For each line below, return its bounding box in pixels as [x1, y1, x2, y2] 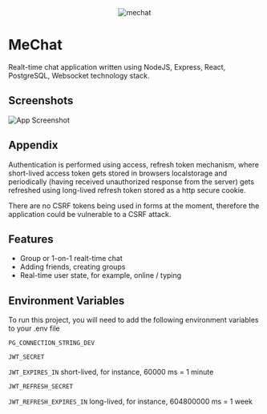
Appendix [8, 139, 59, 152]
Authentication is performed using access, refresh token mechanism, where [8, 159, 259, 169]
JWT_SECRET [8, 353, 45, 361]
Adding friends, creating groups [19, 262, 126, 271]
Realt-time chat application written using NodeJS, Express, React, [8, 62, 226, 71]
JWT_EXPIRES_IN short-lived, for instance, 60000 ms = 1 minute [8, 368, 214, 377]
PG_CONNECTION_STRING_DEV [8, 340, 95, 348]
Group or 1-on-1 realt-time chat [19, 254, 123, 263]
